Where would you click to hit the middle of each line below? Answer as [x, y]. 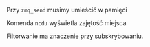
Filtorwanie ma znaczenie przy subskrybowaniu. [75, 36]
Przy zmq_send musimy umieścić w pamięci [67, 10]
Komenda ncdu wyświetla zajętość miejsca [66, 23]
